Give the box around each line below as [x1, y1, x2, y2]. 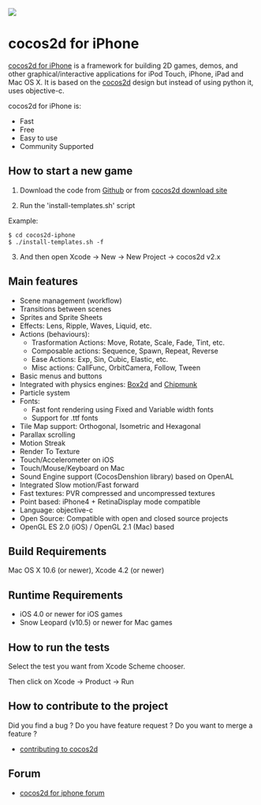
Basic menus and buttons [19, 371, 103, 381]
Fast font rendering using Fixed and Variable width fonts [31, 404, 214, 414]
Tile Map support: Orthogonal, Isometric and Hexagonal [19, 421, 201, 430]
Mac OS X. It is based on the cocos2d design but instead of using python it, [8, 77, 254, 87]
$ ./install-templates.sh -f [8, 238, 104, 246]
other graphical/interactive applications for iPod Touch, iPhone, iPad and [8, 69, 244, 78]
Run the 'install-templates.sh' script [19, 200, 136, 210]
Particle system [19, 388, 71, 397]
